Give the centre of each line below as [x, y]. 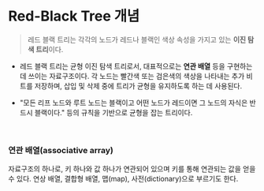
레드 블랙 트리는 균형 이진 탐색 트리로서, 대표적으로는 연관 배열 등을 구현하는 [136, 66]
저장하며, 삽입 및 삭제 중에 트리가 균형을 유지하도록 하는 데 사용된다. [138, 86]
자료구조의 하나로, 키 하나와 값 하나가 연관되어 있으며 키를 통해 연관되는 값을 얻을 [132, 169]
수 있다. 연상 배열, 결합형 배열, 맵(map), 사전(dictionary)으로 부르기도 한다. [123, 179]
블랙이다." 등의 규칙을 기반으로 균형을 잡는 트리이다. [113, 112]
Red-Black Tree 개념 [74, 16]
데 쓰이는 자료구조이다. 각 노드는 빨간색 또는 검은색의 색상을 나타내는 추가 [132, 76]
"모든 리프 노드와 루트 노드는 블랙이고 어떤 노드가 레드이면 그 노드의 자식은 [134, 103]
